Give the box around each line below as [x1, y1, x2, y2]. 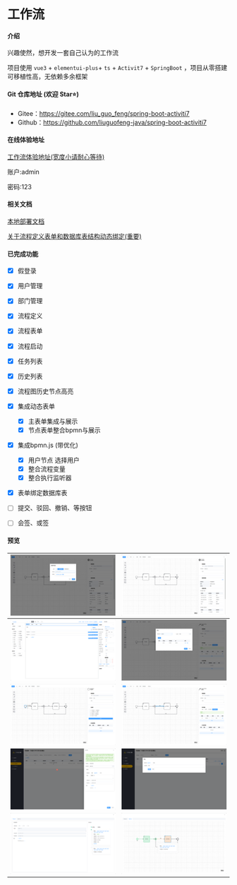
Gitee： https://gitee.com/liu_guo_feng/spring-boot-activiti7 [17, 109, 190, 117]
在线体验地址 [7, 136, 44, 144]
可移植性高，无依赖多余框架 [7, 72, 88, 81]
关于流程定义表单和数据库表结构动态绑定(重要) [7, 232, 142, 240]
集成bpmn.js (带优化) [17, 441, 79, 449]
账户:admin [7, 167, 40, 176]
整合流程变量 [28, 465, 66, 473]
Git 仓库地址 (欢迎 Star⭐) [7, 90, 79, 98]
